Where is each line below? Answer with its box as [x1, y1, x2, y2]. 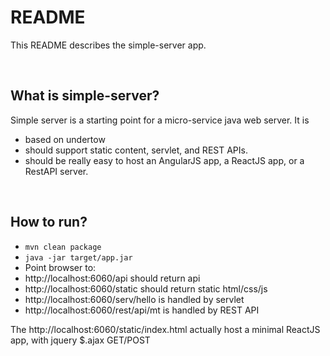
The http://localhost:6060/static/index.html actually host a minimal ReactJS [10, 323, 321, 335]
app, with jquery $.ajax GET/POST [10, 334, 151, 346]
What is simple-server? [10, 87, 160, 105]
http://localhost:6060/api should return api [24, 272, 201, 284]
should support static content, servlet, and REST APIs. [24, 144, 248, 156]
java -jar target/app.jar [24, 252, 133, 263]
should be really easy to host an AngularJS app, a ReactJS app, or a [24, 154, 305, 166]
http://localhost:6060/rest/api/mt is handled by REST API [24, 304, 260, 316]
